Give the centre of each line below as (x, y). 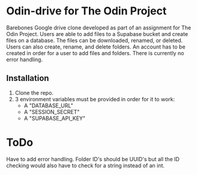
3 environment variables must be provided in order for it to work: (95, 99)
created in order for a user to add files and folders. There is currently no (95, 53)
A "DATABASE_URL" (48, 105)
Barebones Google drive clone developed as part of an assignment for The (99, 28)
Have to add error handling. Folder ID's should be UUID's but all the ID (93, 159)
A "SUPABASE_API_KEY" (55, 118)
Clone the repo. (34, 93)
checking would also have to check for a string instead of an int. (86, 165)
